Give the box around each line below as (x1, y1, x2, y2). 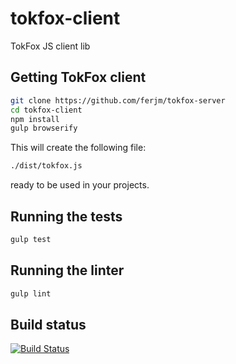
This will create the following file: (10, 142, 147, 154)
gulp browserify (10, 123, 78, 134)
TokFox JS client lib (10, 40, 91, 52)
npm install (10, 114, 60, 124)
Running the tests (10, 208, 123, 225)
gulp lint (10, 288, 52, 299)
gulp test (10, 234, 52, 244)
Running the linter (10, 262, 125, 279)
